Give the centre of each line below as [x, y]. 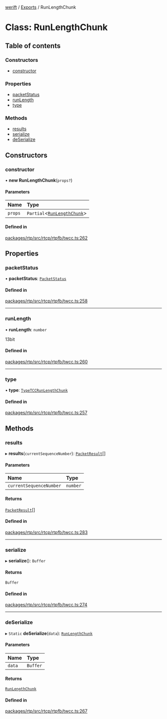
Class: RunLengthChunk [56, 27]
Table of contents [33, 46]
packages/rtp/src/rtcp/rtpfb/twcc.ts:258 [46, 301]
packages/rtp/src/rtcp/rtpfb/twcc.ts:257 [46, 413]
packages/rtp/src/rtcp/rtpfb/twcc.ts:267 [46, 711]
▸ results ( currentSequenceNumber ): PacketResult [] [55, 454]
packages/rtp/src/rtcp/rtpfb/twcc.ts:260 [46, 362]
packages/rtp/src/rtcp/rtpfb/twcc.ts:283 [46, 532]
